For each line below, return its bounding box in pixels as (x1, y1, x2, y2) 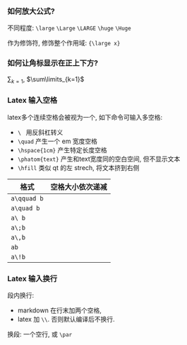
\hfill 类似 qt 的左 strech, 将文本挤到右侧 (17, 163, 140, 171)
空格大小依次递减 (50, 182, 107, 192)
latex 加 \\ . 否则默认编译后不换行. (17, 315, 115, 323)
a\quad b (11, 204, 40, 212)
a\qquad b (11, 194, 44, 203)
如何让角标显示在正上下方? (7, 58, 99, 68)
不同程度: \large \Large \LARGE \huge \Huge (7, 23, 132, 33)
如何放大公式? (7, 6, 55, 16)
